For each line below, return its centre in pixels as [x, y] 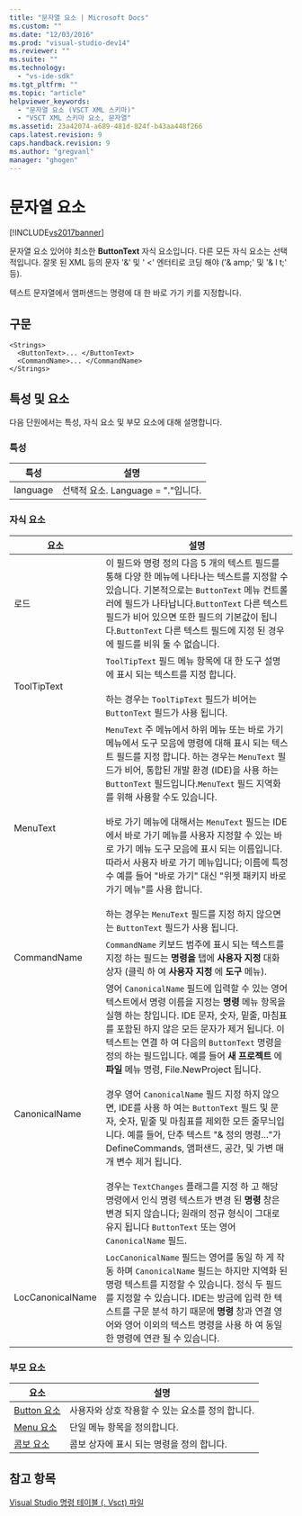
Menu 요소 [36, 1427]
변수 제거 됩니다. [149, 1161]
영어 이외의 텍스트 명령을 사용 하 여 [194, 1324]
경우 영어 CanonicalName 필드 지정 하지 [183, 1094]
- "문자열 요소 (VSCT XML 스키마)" [76, 110]
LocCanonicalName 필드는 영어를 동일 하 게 [190, 1257]
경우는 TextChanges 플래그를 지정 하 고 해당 [192, 1187]
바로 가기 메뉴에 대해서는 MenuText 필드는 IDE [196, 822]
